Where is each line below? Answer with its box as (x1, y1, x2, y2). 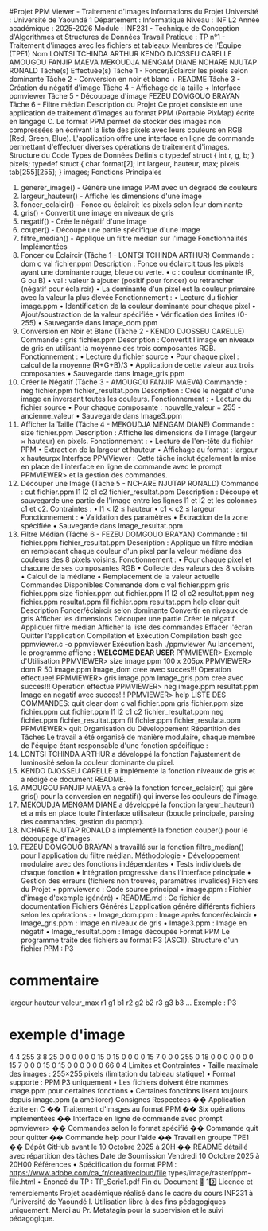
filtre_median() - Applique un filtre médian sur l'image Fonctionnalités (20, 234, 248, 243)
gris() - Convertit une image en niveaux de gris (20, 208, 174, 217)
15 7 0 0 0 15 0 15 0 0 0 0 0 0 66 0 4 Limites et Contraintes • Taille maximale (9, 1060, 258, 1069)
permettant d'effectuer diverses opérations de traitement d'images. (9, 142, 230, 151)
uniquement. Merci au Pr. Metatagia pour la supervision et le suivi (9, 1205, 224, 1214)
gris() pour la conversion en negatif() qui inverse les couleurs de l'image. (20, 792, 259, 801)
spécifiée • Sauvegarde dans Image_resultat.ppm (20, 521, 184, 530)
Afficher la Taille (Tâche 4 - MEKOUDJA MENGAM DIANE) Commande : (20, 419, 254, 429)
